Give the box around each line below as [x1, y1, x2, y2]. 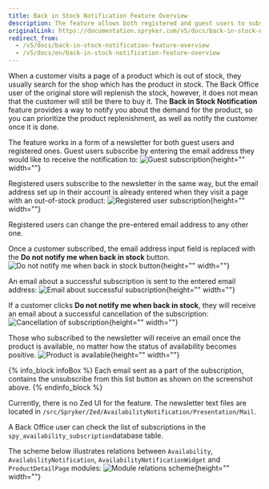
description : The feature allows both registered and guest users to [8, 19, 246, 27]
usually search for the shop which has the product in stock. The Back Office [8, 79, 259, 89]
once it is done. [8, 122, 59, 131]
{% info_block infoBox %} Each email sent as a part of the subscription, [8, 366, 244, 375]
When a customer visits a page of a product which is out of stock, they [8, 71, 242, 80]
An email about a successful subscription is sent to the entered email [8, 277, 236, 285]
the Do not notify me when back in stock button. [8, 253, 171, 261]
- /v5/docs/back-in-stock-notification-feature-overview [15, 42, 210, 50]
